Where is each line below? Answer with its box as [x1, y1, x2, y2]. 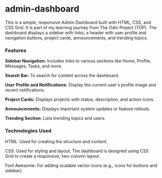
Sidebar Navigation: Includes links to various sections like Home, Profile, [5, 58, 151, 64]
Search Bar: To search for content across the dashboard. [5, 73, 120, 79]
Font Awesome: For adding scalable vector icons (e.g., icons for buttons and [5, 162, 158, 168]
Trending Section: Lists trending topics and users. [5, 115, 106, 121]
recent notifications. [5, 87, 45, 93]
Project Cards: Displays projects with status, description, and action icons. [5, 97, 155, 102]
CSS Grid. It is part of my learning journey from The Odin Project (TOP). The [5, 24, 157, 30]
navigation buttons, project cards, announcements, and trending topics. [5, 35, 148, 41]
